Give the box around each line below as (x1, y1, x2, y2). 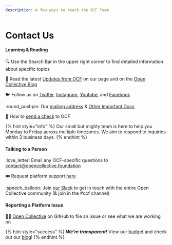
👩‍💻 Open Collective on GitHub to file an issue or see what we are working (5, 213, 161, 219)
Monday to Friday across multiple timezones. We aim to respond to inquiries (5, 129, 166, 135)
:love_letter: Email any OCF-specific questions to (5, 157, 108, 164)
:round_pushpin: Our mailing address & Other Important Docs (5, 104, 135, 110)
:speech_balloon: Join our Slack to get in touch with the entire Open (5, 185, 149, 191)
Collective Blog (5, 81, 37, 88)
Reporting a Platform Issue (5, 202, 64, 208)
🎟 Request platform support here (5, 173, 76, 179)
